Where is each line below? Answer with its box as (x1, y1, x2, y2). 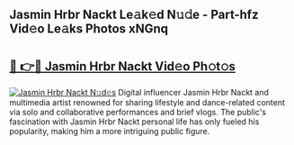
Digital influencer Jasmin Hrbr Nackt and (118, 87, 270, 97)
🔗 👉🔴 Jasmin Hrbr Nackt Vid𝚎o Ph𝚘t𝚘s (9, 59, 236, 74)
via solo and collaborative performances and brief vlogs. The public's (9, 107, 267, 117)
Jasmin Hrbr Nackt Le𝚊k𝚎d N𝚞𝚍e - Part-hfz (9, 7, 259, 23)
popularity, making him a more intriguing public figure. (9, 126, 210, 136)
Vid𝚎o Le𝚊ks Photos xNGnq (9, 22, 169, 37)
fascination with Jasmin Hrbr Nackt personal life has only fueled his (9, 116, 260, 127)
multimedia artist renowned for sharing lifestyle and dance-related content (9, 97, 286, 107)
